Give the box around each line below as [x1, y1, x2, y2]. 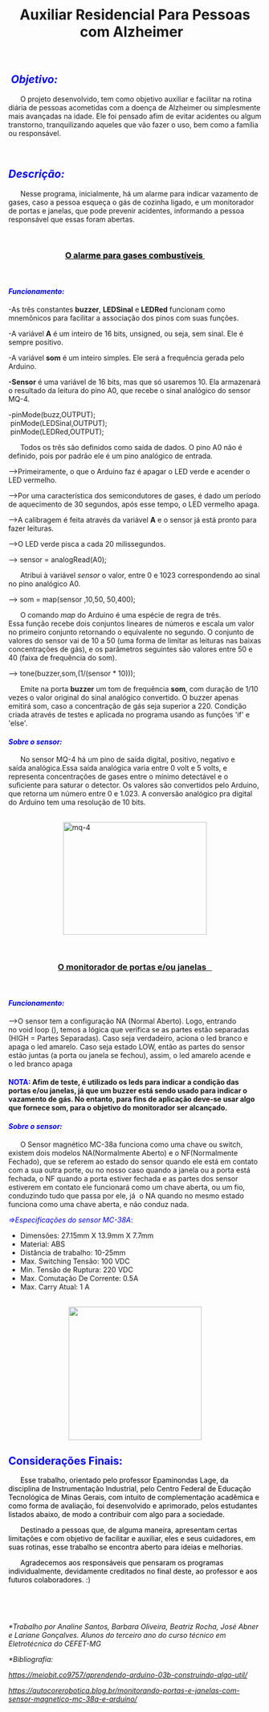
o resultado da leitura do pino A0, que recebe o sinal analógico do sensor [8, 386, 251, 395]
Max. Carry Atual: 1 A [19, 1282, 90, 1292]
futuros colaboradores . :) [8, 1575, 91, 1585]
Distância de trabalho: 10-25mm [19, 1247, 126, 1257]
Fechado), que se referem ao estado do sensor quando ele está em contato [8, 1156, 259, 1166]
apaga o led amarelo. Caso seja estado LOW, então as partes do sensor [8, 1041, 245, 1052]
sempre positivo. [8, 337, 64, 347]
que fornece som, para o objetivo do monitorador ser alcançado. [8, 1103, 228, 1113]
